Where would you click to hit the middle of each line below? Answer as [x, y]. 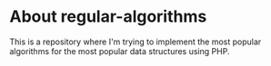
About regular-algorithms [108, 17]
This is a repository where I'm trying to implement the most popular [135, 42]
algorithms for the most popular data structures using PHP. [120, 51]
